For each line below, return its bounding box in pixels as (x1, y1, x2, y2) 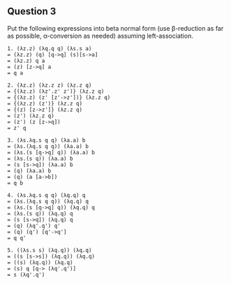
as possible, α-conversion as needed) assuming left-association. (7, 31, 193, 40)
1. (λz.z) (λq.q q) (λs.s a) (7, 45, 92, 52)
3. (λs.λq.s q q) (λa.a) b (7, 136, 86, 144)
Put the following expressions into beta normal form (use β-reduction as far (7, 24, 224, 32)
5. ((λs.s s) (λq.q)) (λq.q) (7, 247, 92, 254)
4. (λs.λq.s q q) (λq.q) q (7, 191, 86, 198)
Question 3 (7, 6, 57, 17)
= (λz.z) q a (7, 57, 45, 64)
